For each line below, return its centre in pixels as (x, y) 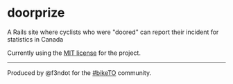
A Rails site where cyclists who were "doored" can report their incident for (113, 32)
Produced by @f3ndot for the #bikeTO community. (79, 73)
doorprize (36, 13)
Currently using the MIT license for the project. (74, 53)
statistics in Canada (35, 39)
